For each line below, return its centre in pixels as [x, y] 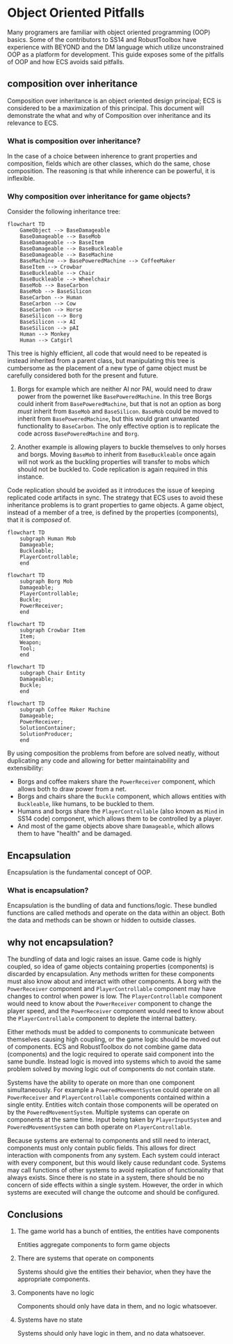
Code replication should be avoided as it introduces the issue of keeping [111, 491]
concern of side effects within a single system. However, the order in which [115, 1185]
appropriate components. [54, 1279]
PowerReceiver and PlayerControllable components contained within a [109, 1098]
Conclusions [35, 1215]
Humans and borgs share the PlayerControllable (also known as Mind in [121, 812]
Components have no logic [56, 1293]
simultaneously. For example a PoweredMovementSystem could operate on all [114, 1090]
